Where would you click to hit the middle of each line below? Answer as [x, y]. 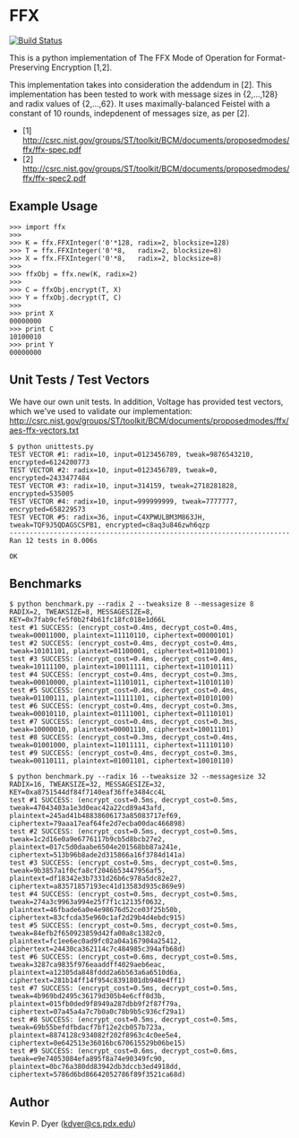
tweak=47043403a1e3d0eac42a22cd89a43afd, [88, 808]
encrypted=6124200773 [50, 462]
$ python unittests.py [51, 446]
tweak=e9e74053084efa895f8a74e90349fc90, [88, 1059]
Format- [271, 57]
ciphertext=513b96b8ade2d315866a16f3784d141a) [98, 855]
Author [29, 1102]
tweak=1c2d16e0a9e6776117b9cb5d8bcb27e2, [88, 840]
